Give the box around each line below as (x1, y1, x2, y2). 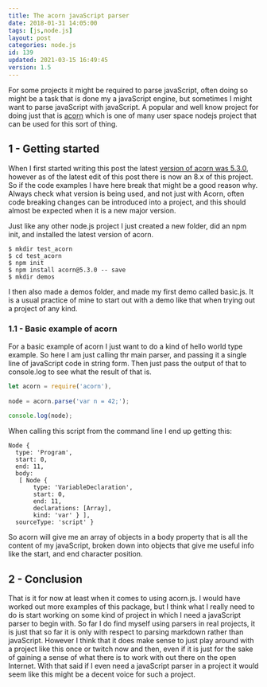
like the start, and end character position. (8, 549, 143, 559)
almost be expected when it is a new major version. (8, 205, 176, 215)
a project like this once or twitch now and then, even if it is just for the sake (8, 644, 253, 654)
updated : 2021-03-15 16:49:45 (8, 57, 109, 64)
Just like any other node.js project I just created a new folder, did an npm (8, 221, 247, 231)
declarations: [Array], (33, 505, 112, 513)
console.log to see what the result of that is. (8, 367, 153, 377)
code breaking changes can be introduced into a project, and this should (8, 197, 246, 207)
